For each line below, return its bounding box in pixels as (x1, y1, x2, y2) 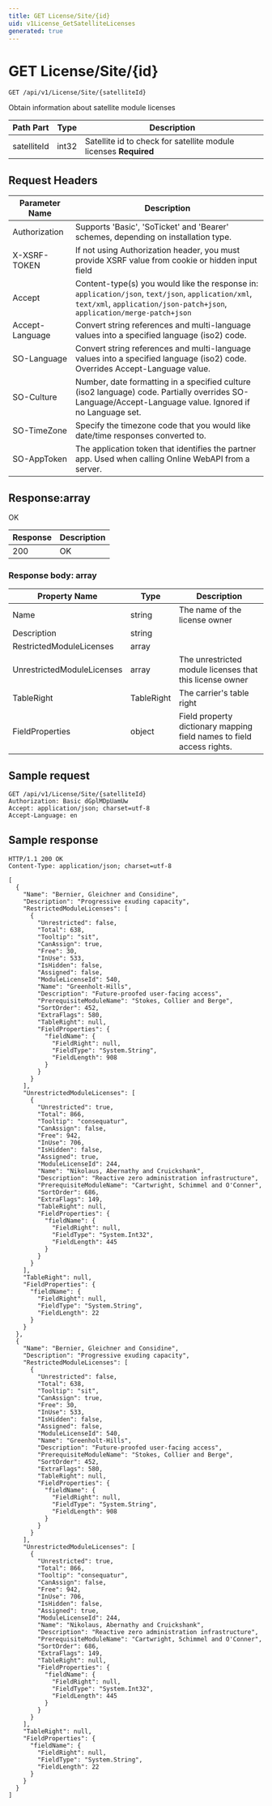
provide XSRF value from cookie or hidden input (75, 255, 257, 266)
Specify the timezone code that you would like (75, 420, 251, 431)
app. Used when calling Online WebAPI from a (75, 453, 250, 464)
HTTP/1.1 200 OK (8, 854, 63, 863)
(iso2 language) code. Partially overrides (75, 387, 231, 398)
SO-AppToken (12, 453, 67, 464)
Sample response (8, 833, 99, 847)
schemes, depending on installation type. (75, 232, 232, 243)
